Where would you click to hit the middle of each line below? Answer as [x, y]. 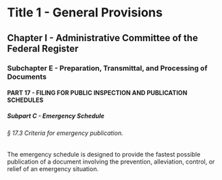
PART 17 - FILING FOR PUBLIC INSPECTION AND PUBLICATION [97, 93]
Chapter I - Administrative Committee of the [103, 38]
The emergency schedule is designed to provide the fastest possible [104, 154]
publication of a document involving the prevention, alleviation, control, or [111, 162]
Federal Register [43, 48]
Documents [27, 77]
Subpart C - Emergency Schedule [56, 116]
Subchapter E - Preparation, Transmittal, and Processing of [107, 68]
